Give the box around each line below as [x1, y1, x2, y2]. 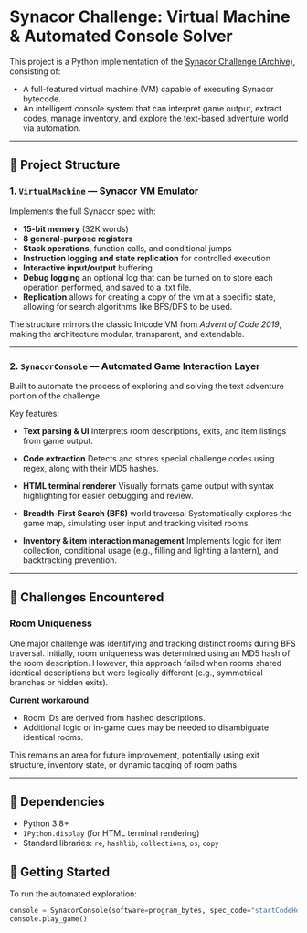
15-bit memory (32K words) [22, 223, 130, 234]
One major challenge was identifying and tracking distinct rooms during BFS [9, 638, 297, 649]
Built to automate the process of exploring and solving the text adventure [9, 380, 285, 391]
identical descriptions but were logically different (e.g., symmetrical [9, 667, 263, 678]
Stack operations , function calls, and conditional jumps [22, 242, 232, 253]
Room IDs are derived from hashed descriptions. [22, 712, 206, 723]
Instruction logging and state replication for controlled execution [22, 252, 271, 263]
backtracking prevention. [22, 555, 117, 566]
